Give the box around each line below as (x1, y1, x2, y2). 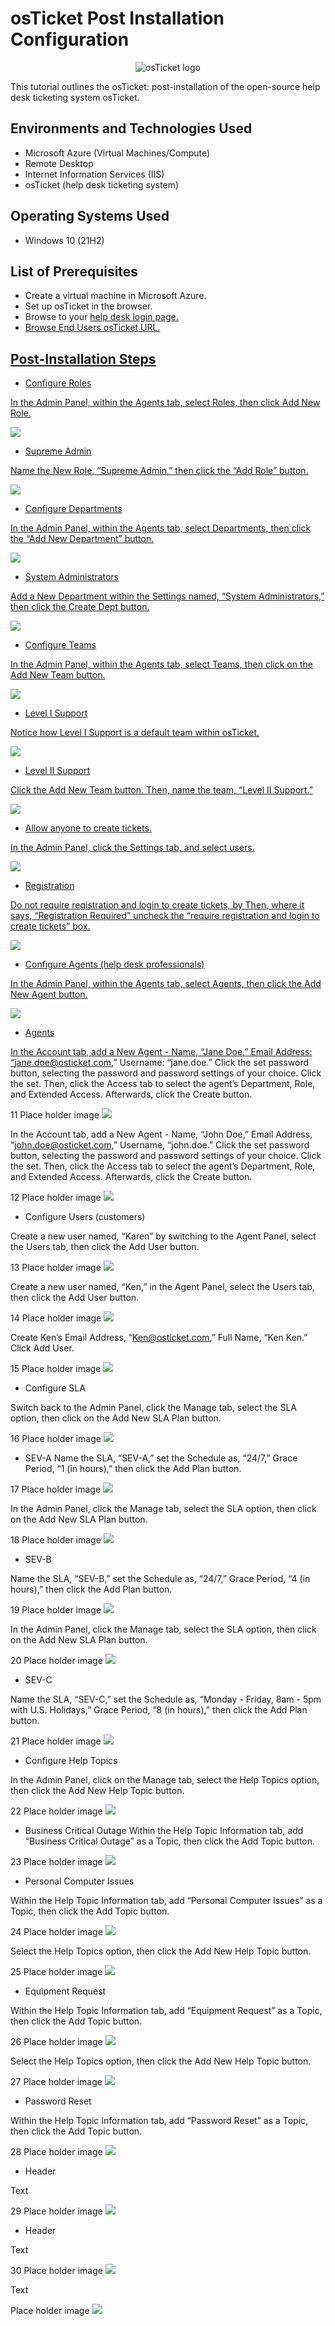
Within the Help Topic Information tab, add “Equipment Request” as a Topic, (10, 2005, 323, 2017)
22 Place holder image (10, 1805, 103, 1817)
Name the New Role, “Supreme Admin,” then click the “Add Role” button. (10, 465, 309, 477)
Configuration (10, 28, 130, 51)
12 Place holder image (10, 1192, 102, 1204)
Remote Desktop (24, 157, 94, 169)
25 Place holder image (10, 1966, 103, 1978)
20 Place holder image (10, 1655, 103, 1667)
